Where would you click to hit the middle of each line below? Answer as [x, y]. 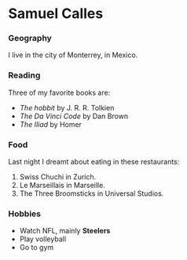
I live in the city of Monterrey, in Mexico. [73, 55]
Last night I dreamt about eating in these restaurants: [94, 162]
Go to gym [37, 247]
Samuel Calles [56, 14]
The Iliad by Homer [51, 124]
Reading [24, 75]
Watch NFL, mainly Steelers [65, 231]
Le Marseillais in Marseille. [62, 186]
